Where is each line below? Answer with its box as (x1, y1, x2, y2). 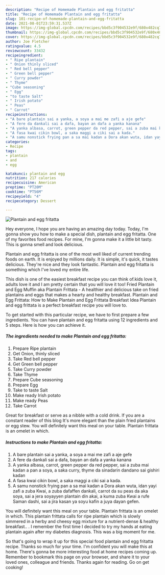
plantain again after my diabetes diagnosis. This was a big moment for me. (5, 529, 156, 535)
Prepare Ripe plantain (12, 345, 56, 351)
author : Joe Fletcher (5, 39, 50, 44)
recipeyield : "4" (5, 194, 41, 199)
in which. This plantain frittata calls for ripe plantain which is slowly (5, 513, 141, 519)
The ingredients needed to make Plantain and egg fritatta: (5, 333, 127, 339)
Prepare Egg (12, 382, 38, 388)
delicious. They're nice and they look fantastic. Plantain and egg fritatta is (5, 261, 154, 267)
